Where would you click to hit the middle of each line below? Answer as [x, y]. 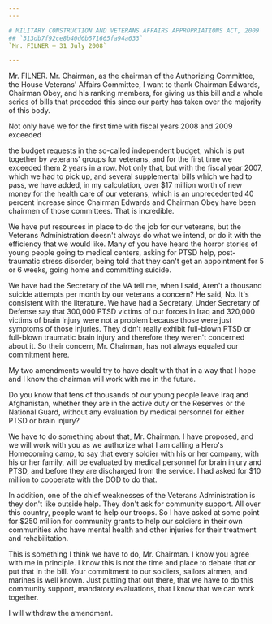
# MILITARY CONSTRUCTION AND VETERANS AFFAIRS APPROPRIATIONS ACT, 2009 [134, 30]
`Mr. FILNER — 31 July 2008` [58, 45]
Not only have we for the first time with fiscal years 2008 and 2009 [121, 126]
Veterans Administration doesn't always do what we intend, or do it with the [135, 236]
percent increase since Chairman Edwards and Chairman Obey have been [132, 202]
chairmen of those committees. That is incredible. [91, 211]
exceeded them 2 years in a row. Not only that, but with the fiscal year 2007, [136, 168]
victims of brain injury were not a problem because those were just [120, 320]
